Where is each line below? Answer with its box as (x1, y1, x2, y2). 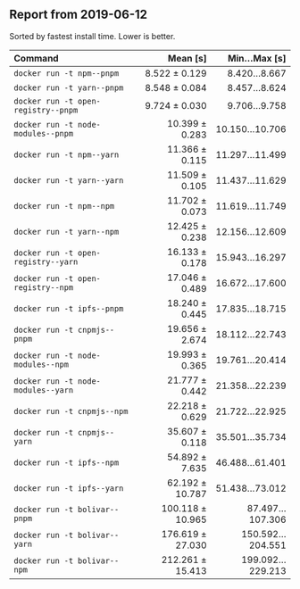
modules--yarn (13, 385, 74, 395)
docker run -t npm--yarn (13, 149, 120, 160)
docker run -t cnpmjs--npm (13, 406, 129, 416)
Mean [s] (168, 52, 207, 64)
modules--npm (13, 359, 70, 369)
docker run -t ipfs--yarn (13, 483, 124, 494)
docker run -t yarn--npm (13, 227, 120, 236)
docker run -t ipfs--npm (13, 457, 120, 468)
